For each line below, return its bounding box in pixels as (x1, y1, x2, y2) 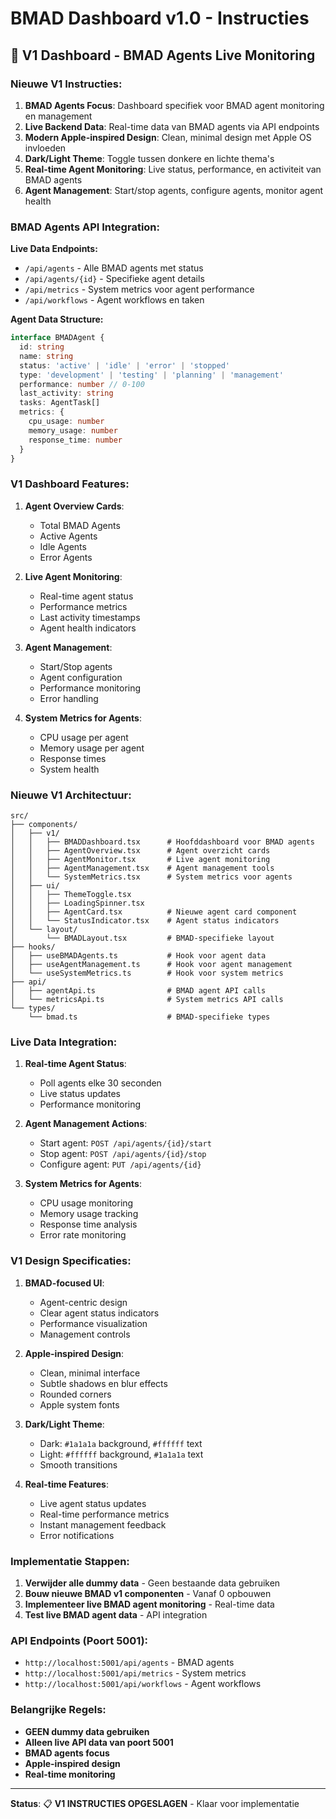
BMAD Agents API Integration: (10, 220, 160, 234)
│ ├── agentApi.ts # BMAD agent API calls (10, 986, 267, 996)
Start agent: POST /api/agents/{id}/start (39, 1137, 212, 1149)
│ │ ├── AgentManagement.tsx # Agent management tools (10, 863, 275, 874)
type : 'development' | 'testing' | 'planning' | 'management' (19, 370, 284, 380)
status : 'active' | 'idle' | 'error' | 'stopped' (19, 360, 230, 371)
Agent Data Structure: (10, 313, 104, 326)
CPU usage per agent (39, 731, 129, 743)
